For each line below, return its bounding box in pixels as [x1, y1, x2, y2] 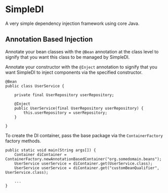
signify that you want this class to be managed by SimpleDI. [5, 54, 130, 60]
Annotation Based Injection [5, 35, 93, 44]
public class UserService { [5, 83, 65, 88]
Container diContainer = [14, 152, 67, 157]
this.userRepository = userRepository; [23, 110, 108, 115]
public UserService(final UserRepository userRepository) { [14, 106, 144, 111]
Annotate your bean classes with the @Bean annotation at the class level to [5, 48, 159, 54]
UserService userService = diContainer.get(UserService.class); [14, 161, 153, 166]
